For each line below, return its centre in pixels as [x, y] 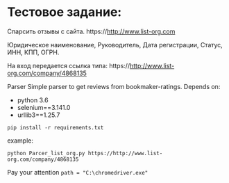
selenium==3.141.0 [44, 107]
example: [20, 141]
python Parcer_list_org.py [46, 153]
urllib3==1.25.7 [39, 115]
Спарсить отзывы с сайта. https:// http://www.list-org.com [91, 31]
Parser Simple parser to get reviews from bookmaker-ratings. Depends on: [114, 86]
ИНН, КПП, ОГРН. [33, 52]
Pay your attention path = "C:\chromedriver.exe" [78, 172]
